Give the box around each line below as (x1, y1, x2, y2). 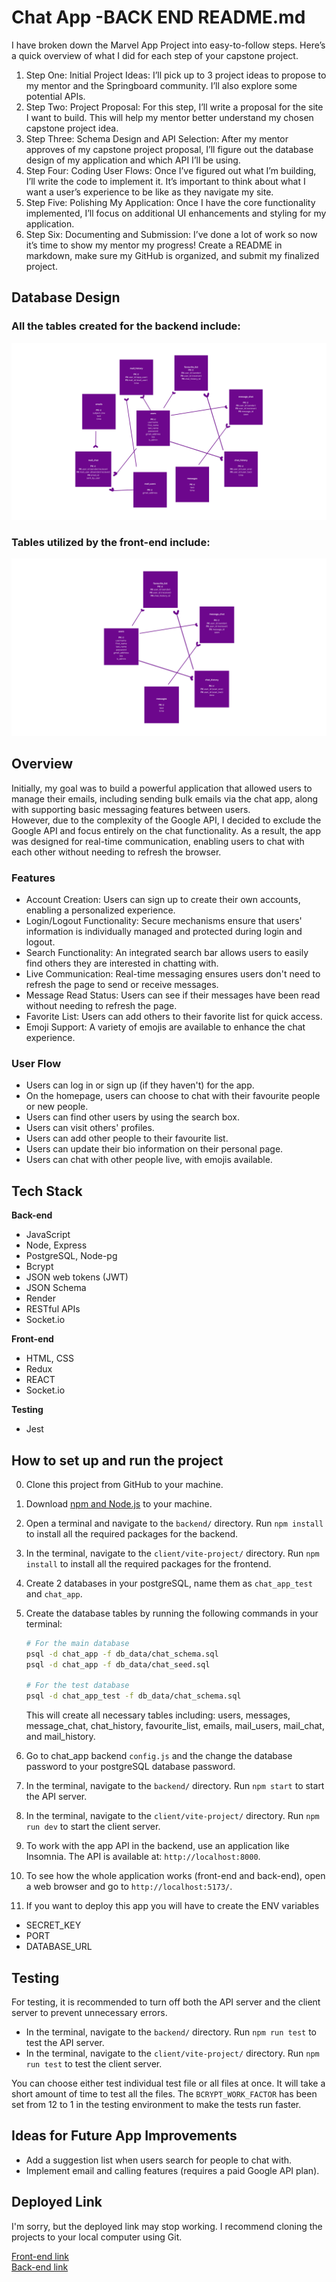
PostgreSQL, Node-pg (25, 1250, 118, 1262)
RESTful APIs (25, 1303, 81, 1315)
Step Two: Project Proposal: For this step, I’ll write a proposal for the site (25, 101, 324, 113)
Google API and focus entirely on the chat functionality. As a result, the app (11, 824, 321, 836)
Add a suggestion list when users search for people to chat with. (25, 2154, 293, 2166)
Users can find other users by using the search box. (25, 1111, 241, 1123)
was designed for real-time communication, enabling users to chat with (11, 835, 305, 847)
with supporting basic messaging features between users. (11, 803, 251, 815)
